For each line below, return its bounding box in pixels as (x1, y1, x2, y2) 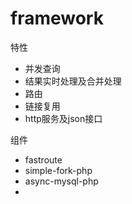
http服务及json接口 (24, 112, 103, 124)
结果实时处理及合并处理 (24, 75, 122, 87)
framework (10, 7, 104, 30)
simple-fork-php (24, 164, 93, 176)
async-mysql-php (24, 175, 99, 187)
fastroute (24, 153, 63, 166)
